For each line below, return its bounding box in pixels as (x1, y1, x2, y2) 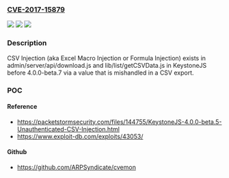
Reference (7, 103, 38, 111)
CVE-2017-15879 (7, 5, 65, 14)
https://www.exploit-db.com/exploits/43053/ (16, 132, 144, 140)
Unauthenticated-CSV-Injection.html (16, 125, 120, 133)
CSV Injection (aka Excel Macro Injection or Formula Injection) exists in (7, 53, 206, 62)
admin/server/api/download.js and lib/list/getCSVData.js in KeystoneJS (7, 61, 207, 69)
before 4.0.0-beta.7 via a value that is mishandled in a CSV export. (7, 68, 194, 77)
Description (7, 38, 47, 48)
